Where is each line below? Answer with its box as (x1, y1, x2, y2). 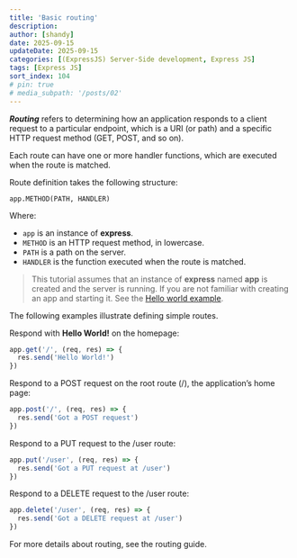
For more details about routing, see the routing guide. (9, 539, 207, 549)
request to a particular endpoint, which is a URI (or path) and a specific (9, 122, 273, 133)
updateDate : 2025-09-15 (9, 47, 99, 56)
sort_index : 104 (9, 72, 70, 81)
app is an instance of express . (22, 227, 133, 238)
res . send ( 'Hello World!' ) (17, 353, 115, 363)
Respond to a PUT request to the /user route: (9, 437, 176, 448)
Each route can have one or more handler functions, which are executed (9, 149, 277, 160)
